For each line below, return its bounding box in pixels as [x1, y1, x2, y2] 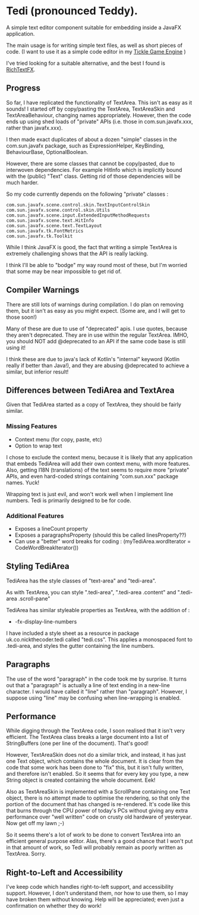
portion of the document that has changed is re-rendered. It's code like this [6, 801, 191, 808]
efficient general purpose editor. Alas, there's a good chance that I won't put [6, 838, 193, 845]
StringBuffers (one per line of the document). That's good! [6, 739, 149, 747]
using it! [6, 344, 26, 351]
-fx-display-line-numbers [14, 618, 77, 625]
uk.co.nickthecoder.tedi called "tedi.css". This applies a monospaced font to [6, 635, 193, 643]
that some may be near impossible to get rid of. [6, 268, 122, 275]
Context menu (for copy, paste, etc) [14, 435, 102, 443]
